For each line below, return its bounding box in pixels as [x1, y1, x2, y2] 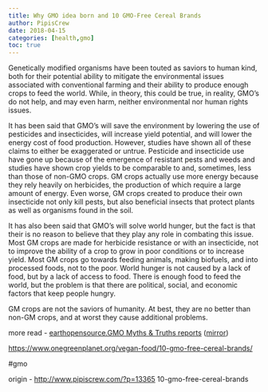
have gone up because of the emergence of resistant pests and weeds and [8, 155, 255, 164]
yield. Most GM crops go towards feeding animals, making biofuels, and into [8, 255, 258, 265]
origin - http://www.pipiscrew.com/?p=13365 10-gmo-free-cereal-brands [8, 374, 249, 384]
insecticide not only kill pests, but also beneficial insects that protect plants [8, 197, 255, 207]
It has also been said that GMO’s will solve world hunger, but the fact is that [8, 221, 256, 231]
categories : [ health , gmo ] [8, 33, 94, 42]
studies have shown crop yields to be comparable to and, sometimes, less [8, 163, 252, 173]
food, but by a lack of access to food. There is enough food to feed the [8, 272, 242, 281]
